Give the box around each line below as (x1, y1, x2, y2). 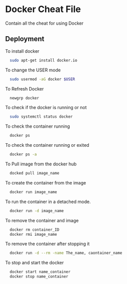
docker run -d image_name (10, 208, 64, 213)
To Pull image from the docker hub (5, 161, 77, 167)
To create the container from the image (5, 179, 86, 185)
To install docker (5, 48, 40, 54)
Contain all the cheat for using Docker (5, 20, 84, 26)
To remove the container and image (5, 217, 79, 223)
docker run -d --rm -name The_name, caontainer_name (10, 250, 122, 256)
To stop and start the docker (5, 260, 64, 266)
